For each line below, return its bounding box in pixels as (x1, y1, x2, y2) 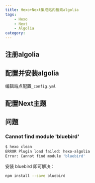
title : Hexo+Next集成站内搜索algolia (5, 7, 79, 12)
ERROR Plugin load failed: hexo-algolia (5, 149, 91, 154)
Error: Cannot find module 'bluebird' (5, 153, 86, 159)
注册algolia (5, 50, 40, 59)
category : (5, 30, 26, 35)
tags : (5, 12, 16, 17)
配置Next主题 (5, 99, 47, 107)
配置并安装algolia (5, 68, 59, 77)
